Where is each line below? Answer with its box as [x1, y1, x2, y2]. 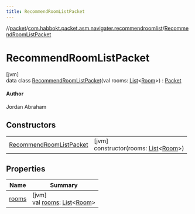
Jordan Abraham [6, 103, 47, 110]
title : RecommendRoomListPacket [6, 8, 85, 15]
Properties [6, 164, 46, 174]
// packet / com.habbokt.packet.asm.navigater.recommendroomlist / [6, 25, 165, 32]
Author [6, 90, 24, 97]
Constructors [6, 120, 56, 130]
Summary [50, 181, 78, 189]
